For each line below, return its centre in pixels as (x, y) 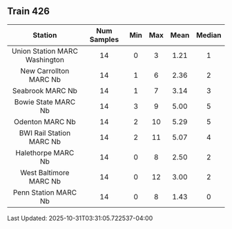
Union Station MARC (45, 51)
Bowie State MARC (45, 101)
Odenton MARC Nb (45, 121)
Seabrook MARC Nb (45, 90)
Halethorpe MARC (45, 152)
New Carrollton (45, 70)
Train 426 (29, 11)
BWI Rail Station (45, 132)
